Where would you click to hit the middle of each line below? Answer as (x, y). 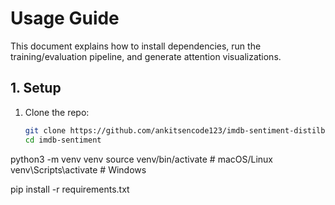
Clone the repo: (57, 112)
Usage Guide (65, 18)
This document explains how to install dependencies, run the (136, 46)
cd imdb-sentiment (63, 140)
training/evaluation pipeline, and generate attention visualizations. (146, 56)
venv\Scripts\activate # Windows (78, 169)
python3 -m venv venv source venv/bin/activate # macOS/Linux (141, 159)
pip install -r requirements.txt (70, 189)
